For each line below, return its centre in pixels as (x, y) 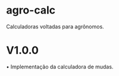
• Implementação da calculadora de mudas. (60, 67)
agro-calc (31, 10)
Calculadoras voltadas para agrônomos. (55, 27)
